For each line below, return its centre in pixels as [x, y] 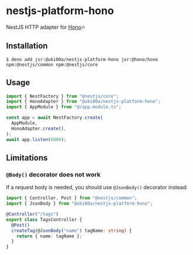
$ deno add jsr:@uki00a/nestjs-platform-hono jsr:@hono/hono [82, 59]
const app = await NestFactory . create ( [55, 118]
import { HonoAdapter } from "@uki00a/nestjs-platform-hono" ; [83, 102]
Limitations [27, 158]
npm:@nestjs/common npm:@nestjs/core [52, 65]
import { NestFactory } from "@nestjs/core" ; [62, 96]
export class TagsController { [44, 219]
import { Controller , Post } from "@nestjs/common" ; [72, 198]
